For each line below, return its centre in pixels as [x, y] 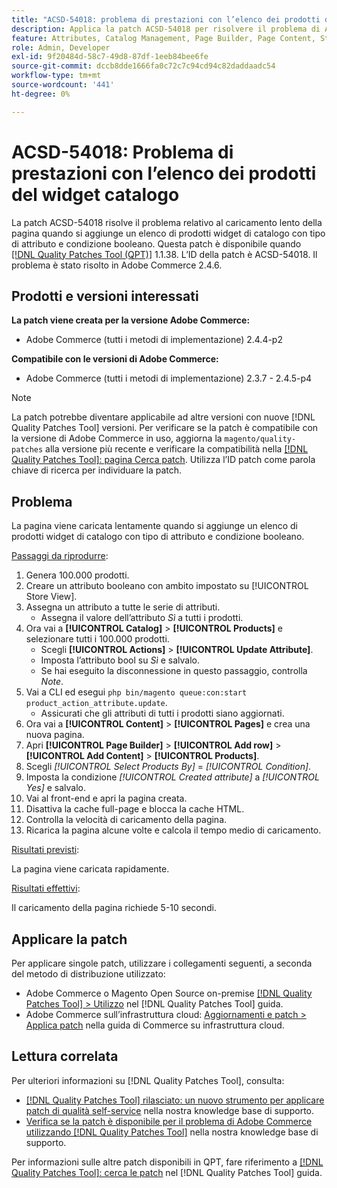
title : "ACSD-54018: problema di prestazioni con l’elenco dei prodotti [166, 19]
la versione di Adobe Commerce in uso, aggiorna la [117, 438]
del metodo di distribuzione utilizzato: [88, 974]
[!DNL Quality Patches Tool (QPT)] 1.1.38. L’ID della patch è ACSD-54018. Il [164, 254]
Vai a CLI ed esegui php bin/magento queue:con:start [136, 692]
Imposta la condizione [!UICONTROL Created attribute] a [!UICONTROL [172, 777]
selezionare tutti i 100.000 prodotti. [97, 639]
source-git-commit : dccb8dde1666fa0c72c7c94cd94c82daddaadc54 [143, 66]
